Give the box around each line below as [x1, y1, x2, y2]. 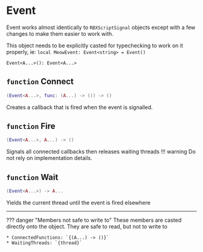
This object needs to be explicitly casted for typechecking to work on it [6, 42, 183, 49]
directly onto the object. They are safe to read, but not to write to [6, 223, 168, 230]
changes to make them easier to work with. [6, 30, 114, 37]
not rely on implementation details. [6, 154, 92, 162]
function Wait [6, 172, 59, 182]
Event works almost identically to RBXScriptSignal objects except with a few [6, 24, 196, 31]
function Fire [6, 121, 56, 131]
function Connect [6, 76, 74, 87]
